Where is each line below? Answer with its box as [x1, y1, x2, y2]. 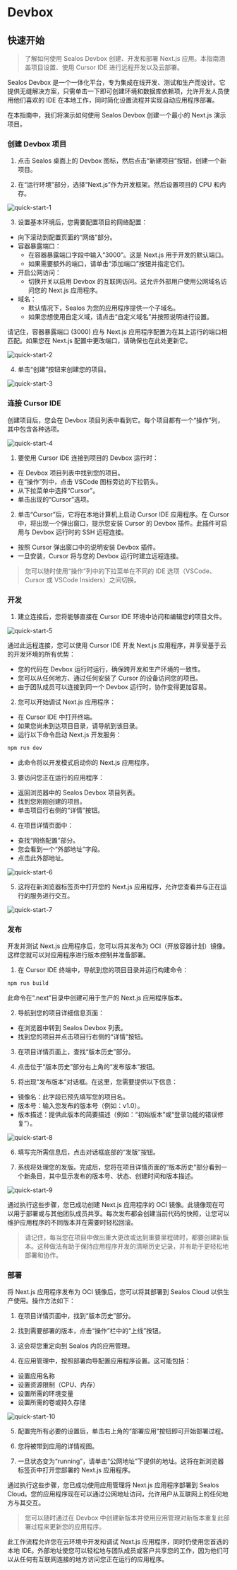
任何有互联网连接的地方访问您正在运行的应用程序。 [19, 1555, 168, 1564]
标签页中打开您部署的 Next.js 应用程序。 [17, 1466, 135, 1474]
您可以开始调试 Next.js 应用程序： [17, 698, 116, 706]
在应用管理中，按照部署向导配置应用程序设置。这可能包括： [17, 1356, 191, 1366]
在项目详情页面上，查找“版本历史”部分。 [17, 1047, 135, 1056]
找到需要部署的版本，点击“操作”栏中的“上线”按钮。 [17, 1327, 165, 1335]
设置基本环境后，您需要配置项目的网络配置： [17, 218, 148, 226]
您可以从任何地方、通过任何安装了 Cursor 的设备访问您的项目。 [17, 674, 202, 682]
